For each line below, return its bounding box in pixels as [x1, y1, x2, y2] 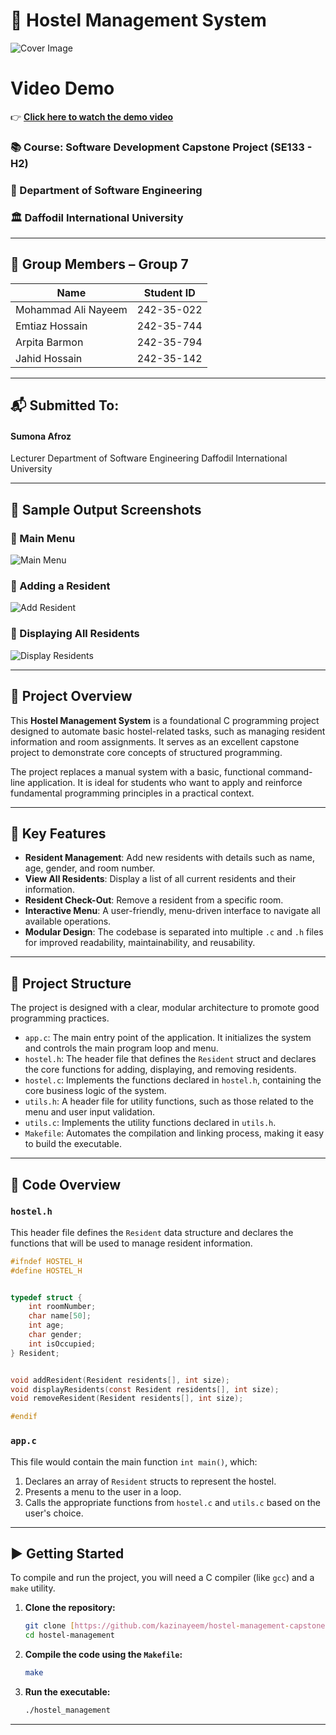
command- [267, 765, 313, 778]
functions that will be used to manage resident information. [10, 1237, 253, 1249]
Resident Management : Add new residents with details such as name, [24, 852, 315, 864]
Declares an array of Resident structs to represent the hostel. [24, 1475, 277, 1487]
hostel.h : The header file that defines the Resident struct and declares [24, 1053, 317, 1065]
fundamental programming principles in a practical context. [10, 787, 255, 799]
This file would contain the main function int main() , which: [10, 1455, 258, 1468]
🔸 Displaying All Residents [10, 627, 140, 641]
